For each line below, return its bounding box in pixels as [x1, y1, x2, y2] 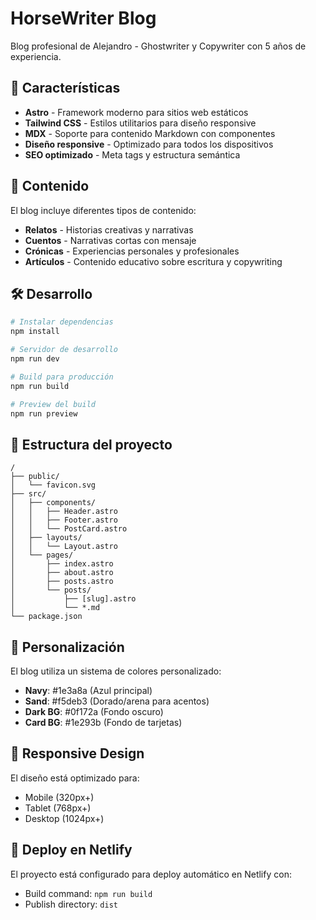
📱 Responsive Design [10, 745, 145, 762]
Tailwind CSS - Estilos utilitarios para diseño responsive [24, 117, 257, 129]
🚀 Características [10, 80, 121, 97]
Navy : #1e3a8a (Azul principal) [24, 685, 153, 696]
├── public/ [10, 472, 60, 482]
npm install [10, 327, 60, 337]
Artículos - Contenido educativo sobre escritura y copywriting [24, 255, 283, 267]
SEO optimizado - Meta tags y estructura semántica [24, 148, 241, 161]
